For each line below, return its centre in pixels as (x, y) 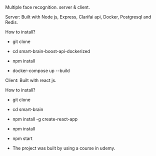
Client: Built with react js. (31, 80)
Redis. (12, 22)
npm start (22, 138)
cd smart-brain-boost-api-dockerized (51, 51)
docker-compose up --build (41, 70)
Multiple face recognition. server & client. (47, 7)
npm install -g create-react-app (45, 119)
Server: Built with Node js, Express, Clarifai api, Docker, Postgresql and (78, 17)
